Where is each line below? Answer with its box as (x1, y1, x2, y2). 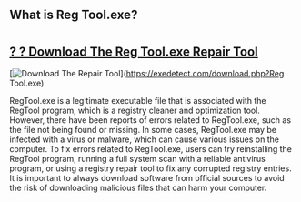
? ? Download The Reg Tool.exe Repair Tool (9, 44, 259, 59)
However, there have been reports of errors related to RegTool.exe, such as (9, 115, 292, 126)
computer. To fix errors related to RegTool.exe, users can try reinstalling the (9, 144, 293, 154)
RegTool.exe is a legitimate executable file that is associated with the (9, 96, 266, 106)
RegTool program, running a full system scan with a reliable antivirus (9, 154, 266, 164)
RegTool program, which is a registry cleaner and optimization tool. (9, 105, 261, 116)
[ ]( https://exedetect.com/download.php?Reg (9, 68, 285, 78)
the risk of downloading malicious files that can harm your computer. (9, 182, 267, 193)
